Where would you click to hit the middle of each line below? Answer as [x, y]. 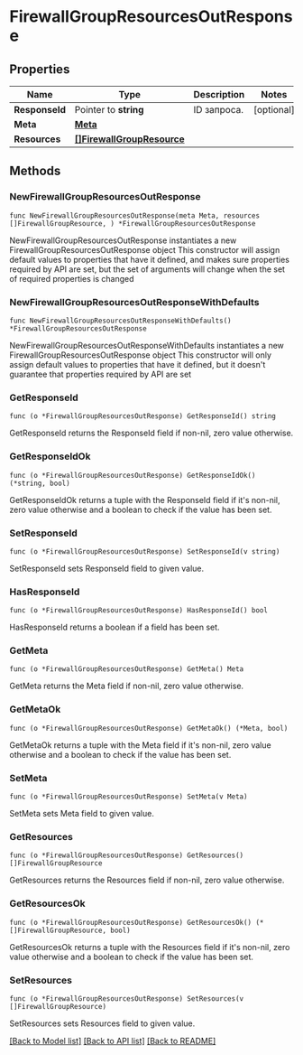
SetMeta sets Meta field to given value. [82, 814]
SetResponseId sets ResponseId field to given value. [107, 568]
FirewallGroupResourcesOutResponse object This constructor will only [141, 355]
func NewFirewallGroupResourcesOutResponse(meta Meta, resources [134, 215]
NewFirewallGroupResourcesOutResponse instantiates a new [123, 240]
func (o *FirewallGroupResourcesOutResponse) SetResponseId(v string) [145, 551]
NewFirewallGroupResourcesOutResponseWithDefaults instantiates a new [147, 345]
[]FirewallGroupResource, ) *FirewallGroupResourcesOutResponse [133, 223]
